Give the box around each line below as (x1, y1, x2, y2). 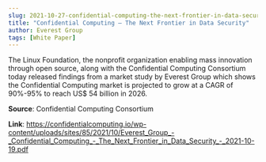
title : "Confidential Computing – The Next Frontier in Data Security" (8, 19, 249, 27)
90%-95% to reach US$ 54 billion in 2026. (8, 89, 148, 99)
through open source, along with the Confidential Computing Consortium (8, 64, 246, 73)
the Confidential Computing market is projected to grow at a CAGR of (8, 81, 234, 90)
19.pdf (8, 145, 29, 154)
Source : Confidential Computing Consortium (8, 104, 154, 114)
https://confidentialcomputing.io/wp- (26, 119, 147, 129)
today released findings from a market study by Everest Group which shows (8, 72, 256, 81)
